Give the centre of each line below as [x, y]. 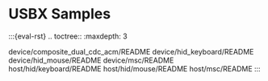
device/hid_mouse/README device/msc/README [91, 60]
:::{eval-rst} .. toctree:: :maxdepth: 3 [68, 36]
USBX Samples [60, 14]
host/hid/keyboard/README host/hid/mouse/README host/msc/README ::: [134, 68]
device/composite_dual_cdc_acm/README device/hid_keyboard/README [131, 51]
